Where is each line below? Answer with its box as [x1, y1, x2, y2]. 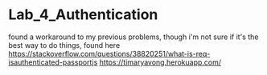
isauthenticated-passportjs [8, 57, 98, 67]
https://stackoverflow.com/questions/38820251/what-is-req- [8, 49, 211, 58]
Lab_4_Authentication [8, 6, 158, 24]
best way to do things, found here [8, 40, 121, 49]
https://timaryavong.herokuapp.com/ [99, 57, 222, 67]
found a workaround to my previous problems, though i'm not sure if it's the [8, 32, 259, 41]
